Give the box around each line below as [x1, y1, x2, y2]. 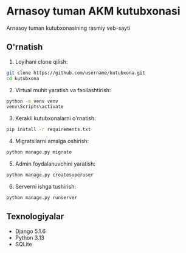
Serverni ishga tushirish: [15, 183, 77, 190]
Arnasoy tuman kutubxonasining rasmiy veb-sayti [6, 24, 131, 32]
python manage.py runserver [6, 194, 78, 201]
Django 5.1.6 [15, 228, 46, 235]
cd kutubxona [6, 75, 40, 81]
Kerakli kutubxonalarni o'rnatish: [15, 115, 96, 122]
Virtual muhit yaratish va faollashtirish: [15, 86, 111, 93]
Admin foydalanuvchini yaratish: [15, 160, 95, 167]
